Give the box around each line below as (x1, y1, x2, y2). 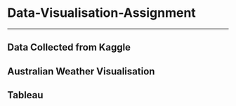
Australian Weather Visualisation (7, 65, 155, 77)
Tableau (7, 89, 44, 101)
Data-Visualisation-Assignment (7, 5, 197, 21)
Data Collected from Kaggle (7, 41, 131, 53)
